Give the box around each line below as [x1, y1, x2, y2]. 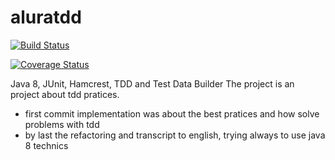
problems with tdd [24, 118, 100, 130]
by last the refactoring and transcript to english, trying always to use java [24, 129, 326, 141]
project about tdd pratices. [10, 88, 120, 100]
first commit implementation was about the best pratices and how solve [24, 107, 320, 120]
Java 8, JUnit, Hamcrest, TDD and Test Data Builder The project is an [10, 77, 295, 90]
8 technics [24, 139, 69, 151]
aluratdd [10, 6, 82, 29]
